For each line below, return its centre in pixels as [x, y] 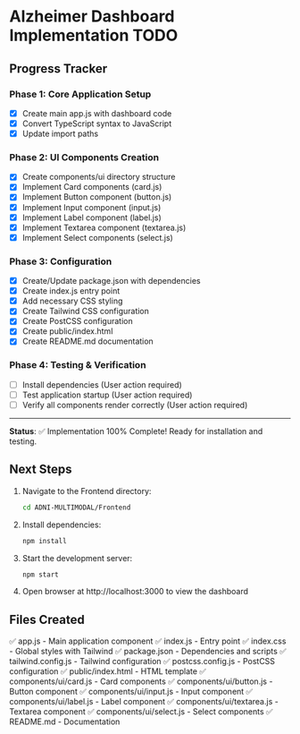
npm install [44, 541]
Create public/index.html [67, 331]
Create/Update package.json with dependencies [111, 281]
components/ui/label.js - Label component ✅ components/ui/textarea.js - [144, 702]
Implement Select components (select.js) [98, 237]
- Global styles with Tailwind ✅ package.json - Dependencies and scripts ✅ [148, 652]
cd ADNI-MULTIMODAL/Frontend [76, 508]
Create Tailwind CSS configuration [86, 312]
